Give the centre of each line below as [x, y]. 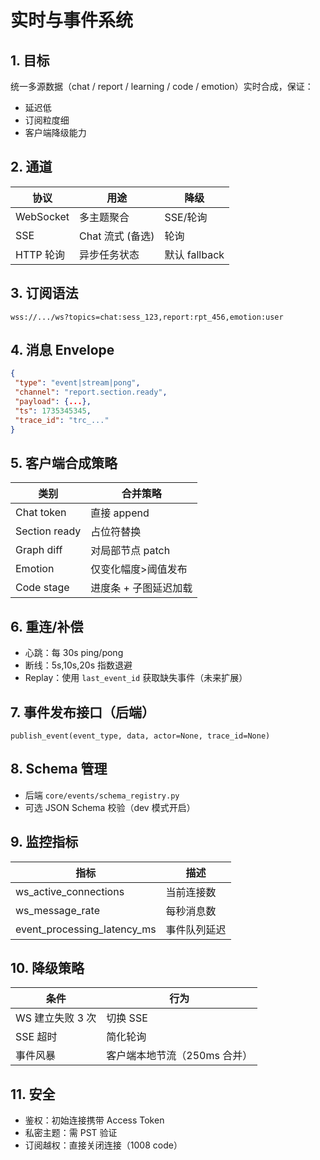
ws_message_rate [57, 910]
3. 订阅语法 [44, 293]
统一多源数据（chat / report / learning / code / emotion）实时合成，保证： [162, 86]
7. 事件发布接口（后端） [82, 712]
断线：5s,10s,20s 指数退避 [78, 665]
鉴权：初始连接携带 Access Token [94, 1120]
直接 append [120, 513]
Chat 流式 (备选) [117, 236]
